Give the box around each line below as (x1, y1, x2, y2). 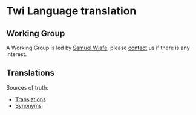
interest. (6, 51, 27, 58)
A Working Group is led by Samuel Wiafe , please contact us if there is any (6, 44, 190, 51)
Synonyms (15, 102, 42, 109)
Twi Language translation (6, 4, 137, 18)
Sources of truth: (6, 84, 48, 91)
